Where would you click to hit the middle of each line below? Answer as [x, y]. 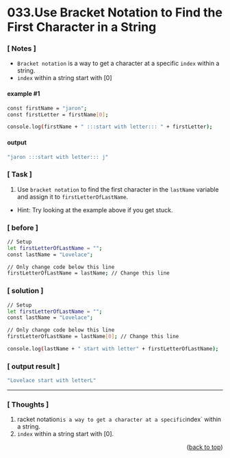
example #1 [24, 94]
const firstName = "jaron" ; [47, 108]
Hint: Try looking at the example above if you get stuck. [95, 209]
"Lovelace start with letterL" [52, 381]
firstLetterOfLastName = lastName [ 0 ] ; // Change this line [93, 337]
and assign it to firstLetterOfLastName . [73, 196]
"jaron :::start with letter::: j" [58, 157]
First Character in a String [82, 27]
